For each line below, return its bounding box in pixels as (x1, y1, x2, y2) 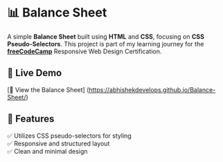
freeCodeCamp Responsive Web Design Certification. (7, 47, 162, 55)
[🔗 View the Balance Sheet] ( (7, 85, 89, 93)
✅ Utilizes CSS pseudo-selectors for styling (7, 132, 132, 140)
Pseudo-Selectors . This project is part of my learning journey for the (7, 39, 204, 48)
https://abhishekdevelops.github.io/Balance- (89, 85, 216, 93)
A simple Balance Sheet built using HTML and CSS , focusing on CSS (7, 32, 204, 41)
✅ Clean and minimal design (7, 147, 88, 155)
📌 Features (7, 113, 55, 125)
